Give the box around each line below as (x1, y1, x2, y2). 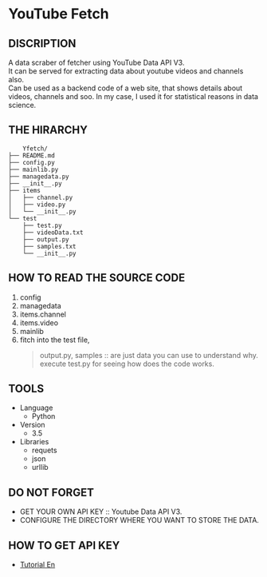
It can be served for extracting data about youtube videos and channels (8, 66, 244, 76)
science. (8, 101, 37, 109)
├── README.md (8, 151, 56, 160)
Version (19, 420, 45, 430)
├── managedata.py (8, 173, 69, 181)
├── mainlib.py (8, 165, 59, 173)
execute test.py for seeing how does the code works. (39, 359, 215, 368)
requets (31, 445, 57, 456)
